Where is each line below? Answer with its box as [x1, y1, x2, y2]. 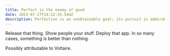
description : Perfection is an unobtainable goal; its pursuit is [5, 16, 148, 21]
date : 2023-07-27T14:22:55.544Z [5, 12, 73, 17]
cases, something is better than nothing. [5, 35, 90, 41]
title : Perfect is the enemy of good [5, 7, 85, 12]
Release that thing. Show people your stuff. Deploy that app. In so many [5, 30, 155, 36]
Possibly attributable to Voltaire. [5, 45, 72, 51]
